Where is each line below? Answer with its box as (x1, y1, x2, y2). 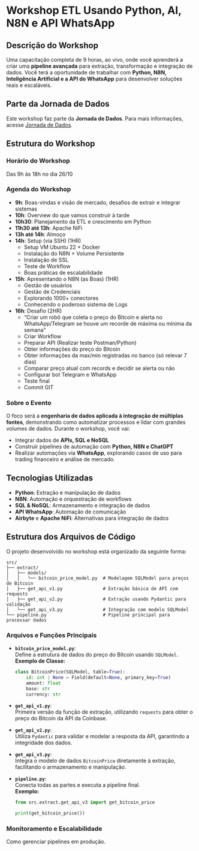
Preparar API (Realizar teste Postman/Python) (23, 339, 137, 346)
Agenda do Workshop (6, 185, 71, 194)
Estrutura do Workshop (6, 139, 95, 149)
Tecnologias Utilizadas (6, 473, 94, 483)
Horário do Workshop (6, 157, 70, 165)
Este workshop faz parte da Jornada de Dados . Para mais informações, (6, 115, 183, 122)
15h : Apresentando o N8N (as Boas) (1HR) (14, 275, 119, 282)
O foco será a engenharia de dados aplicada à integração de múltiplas (6, 412, 184, 420)
